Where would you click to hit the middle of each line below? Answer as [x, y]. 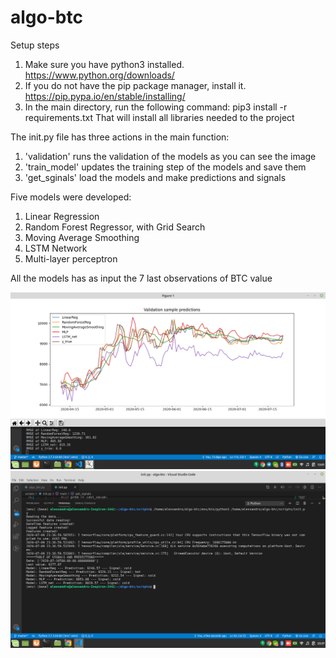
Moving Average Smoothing [82, 237]
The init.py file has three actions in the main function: [120, 137]
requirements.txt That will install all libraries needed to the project [159, 117]
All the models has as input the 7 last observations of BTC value [141, 278]
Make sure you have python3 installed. [104, 64]
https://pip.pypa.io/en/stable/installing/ [105, 96]
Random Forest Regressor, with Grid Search [115, 227]
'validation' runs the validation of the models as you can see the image [170, 156]
